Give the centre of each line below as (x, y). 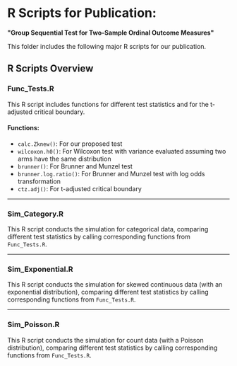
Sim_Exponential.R (40, 269)
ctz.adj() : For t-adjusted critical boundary (80, 188)
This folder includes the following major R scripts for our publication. (107, 46)
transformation (39, 181)
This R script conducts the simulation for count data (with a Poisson (106, 340)
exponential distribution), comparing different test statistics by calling (108, 292)
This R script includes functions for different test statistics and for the (108, 104)
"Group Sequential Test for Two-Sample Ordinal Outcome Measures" (111, 33)
